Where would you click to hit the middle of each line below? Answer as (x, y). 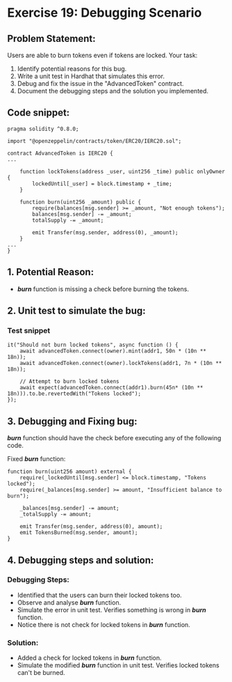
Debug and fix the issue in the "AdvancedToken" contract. (100, 84)
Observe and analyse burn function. (69, 602)
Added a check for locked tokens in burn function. (89, 658)
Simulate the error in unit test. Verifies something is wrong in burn (111, 610)
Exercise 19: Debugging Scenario (105, 13)
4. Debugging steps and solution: (81, 560)
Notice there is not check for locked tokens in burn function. (104, 624)
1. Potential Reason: (51, 272)
